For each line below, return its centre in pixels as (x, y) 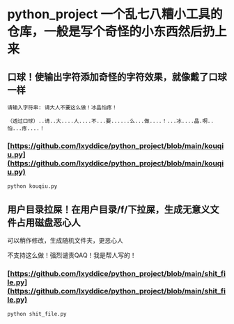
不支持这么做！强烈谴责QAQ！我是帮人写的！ (72, 255)
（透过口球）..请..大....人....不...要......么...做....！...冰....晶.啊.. (111, 121)
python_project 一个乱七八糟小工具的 (115, 14)
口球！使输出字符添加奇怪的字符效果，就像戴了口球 (117, 77)
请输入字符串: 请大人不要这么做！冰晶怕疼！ (62, 108)
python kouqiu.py (32, 186)
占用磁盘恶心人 (48, 222)
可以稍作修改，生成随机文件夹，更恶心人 (65, 241)
